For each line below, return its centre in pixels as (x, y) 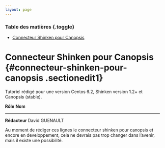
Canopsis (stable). (24, 97)
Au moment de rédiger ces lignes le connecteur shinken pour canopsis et (79, 130)
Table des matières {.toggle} (40, 26)
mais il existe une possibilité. (34, 140)
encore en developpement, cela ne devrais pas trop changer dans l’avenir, (80, 135)
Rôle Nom (15, 106)
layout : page (18, 10)
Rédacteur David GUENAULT (35, 120)
